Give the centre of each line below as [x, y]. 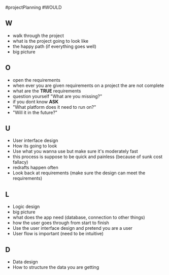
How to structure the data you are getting [56, 267]
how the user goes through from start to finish [61, 223]
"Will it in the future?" [35, 112]
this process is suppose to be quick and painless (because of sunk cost [88, 157]
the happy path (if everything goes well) [54, 46]
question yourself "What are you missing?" [57, 96]
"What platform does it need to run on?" [54, 107]
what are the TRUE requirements [47, 90]
